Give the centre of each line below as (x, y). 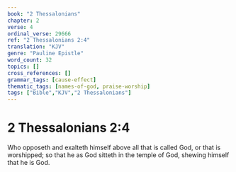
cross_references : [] (39, 73)
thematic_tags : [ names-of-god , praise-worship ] (79, 86)
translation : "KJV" (36, 47)
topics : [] (23, 67)
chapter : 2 (23, 21)
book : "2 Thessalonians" (44, 14)
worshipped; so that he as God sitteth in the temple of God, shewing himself (118, 155)
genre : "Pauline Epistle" (45, 54)
